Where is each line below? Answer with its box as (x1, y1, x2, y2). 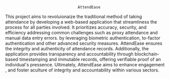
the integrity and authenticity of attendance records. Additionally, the (5, 46, 149, 51)
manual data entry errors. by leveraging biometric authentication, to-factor (5, 35, 161, 41)
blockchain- (135, 51, 160, 57)
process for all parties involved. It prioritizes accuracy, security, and (5, 24, 147, 30)
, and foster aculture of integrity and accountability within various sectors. (5, 67, 159, 73)
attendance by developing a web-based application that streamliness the (5, 19, 157, 25)
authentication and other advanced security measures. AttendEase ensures (5, 40, 163, 46)
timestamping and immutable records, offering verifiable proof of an (19, 56, 161, 62)
